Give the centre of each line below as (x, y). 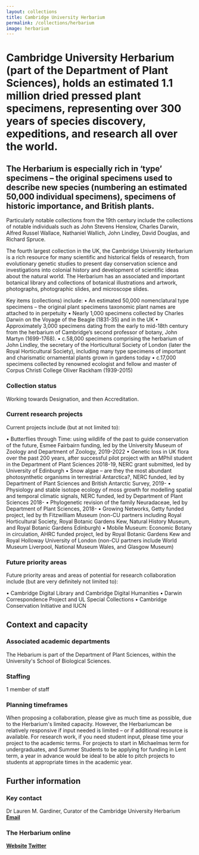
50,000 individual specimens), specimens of (91, 197)
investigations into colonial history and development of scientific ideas (92, 270)
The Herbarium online (38, 833)
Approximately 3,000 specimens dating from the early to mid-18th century (97, 326)
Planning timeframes (37, 705)
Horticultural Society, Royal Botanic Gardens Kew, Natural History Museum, (98, 521)
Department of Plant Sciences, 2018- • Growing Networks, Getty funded (95, 509)
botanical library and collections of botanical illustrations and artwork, (92, 283)
